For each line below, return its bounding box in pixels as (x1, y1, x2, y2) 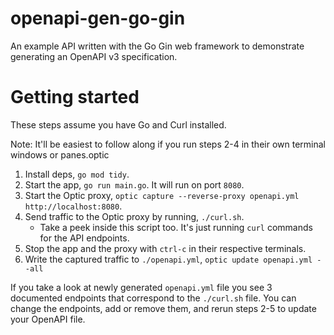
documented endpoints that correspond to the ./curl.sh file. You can (10, 292, 297, 304)
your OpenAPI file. (10, 313, 86, 325)
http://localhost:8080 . (24, 200, 123, 212)
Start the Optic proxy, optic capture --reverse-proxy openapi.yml (24, 189, 300, 201)
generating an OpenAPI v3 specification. (10, 50, 178, 62)
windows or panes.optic (10, 148, 110, 161)
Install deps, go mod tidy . (24, 168, 130, 180)
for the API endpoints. (39, 232, 130, 244)
